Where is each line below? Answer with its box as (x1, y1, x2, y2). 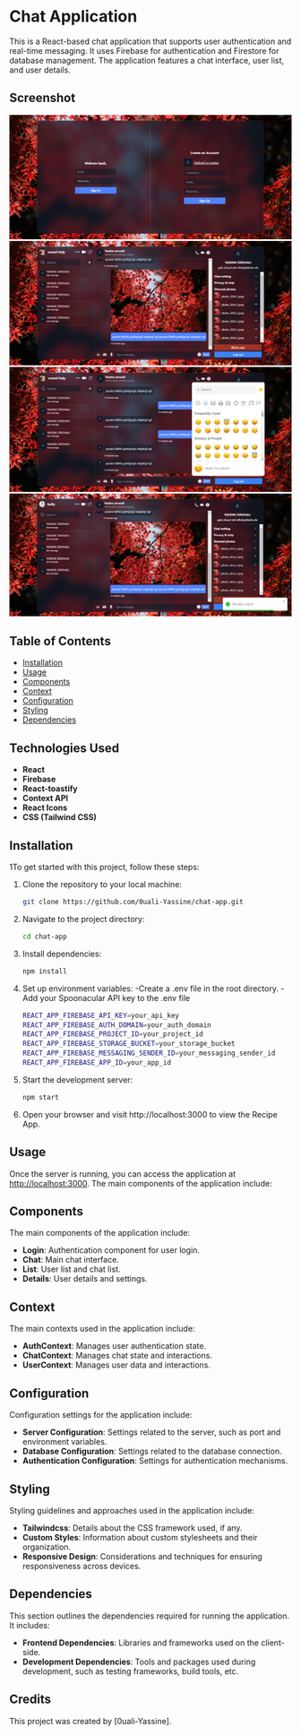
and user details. (9, 65, 72, 75)
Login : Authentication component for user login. (21, 1245, 200, 1256)
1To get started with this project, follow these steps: (9, 862, 200, 873)
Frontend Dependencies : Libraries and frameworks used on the (21, 1637, 260, 1648)
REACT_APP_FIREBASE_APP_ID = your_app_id (21, 1058, 172, 1067)
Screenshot (9, 91, 76, 106)
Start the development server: (21, 1074, 133, 1085)
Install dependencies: (21, 948, 102, 959)
